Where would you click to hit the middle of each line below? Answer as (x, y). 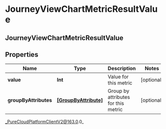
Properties (22, 55)
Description (122, 69)
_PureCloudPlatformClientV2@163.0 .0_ (44, 122)
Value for (118, 77)
